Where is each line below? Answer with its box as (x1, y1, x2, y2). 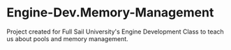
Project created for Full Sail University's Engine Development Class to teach (6, 27, 224, 36)
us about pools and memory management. (6, 34, 128, 42)
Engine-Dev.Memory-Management (6, 5, 214, 21)
